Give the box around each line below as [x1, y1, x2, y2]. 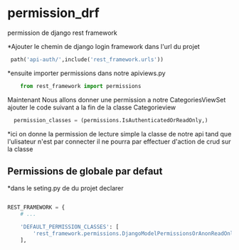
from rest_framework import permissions [20, 82, 142, 89]
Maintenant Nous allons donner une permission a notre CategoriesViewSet [7, 95, 226, 104]
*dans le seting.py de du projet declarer [7, 184, 124, 192]
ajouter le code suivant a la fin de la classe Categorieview [7, 103, 176, 112]
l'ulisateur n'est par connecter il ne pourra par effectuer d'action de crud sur [7, 137, 231, 146]
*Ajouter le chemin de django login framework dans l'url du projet [7, 42, 201, 50]
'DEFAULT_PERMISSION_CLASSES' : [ [20, 224, 119, 231]
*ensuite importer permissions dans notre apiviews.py [7, 69, 166, 77]
